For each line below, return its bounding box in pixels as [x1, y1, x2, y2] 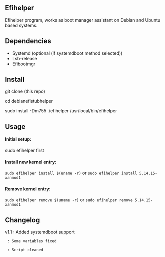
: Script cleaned [7, 247, 43, 253]
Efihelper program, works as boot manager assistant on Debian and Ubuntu [5, 17, 161, 23]
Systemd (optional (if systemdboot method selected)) [12, 50, 123, 56]
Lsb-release [12, 55, 37, 61]
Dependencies [5, 37, 51, 45]
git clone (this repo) [5, 88, 46, 94]
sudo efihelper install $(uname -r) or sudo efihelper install [5, 170, 137, 176]
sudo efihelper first [5, 147, 44, 154]
